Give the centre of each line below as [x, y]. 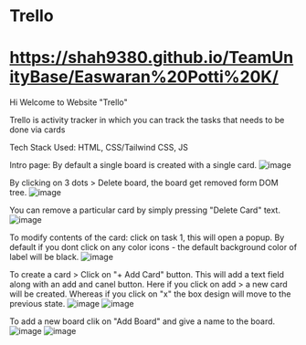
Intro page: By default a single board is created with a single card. [133, 165]
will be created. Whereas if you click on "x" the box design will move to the [150, 294]
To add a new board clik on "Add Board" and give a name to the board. [142, 321]
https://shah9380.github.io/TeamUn [152, 58]
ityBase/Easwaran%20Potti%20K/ [144, 77]
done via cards [37, 130]
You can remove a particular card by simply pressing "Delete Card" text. [145, 210]
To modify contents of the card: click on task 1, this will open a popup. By [147, 237]
